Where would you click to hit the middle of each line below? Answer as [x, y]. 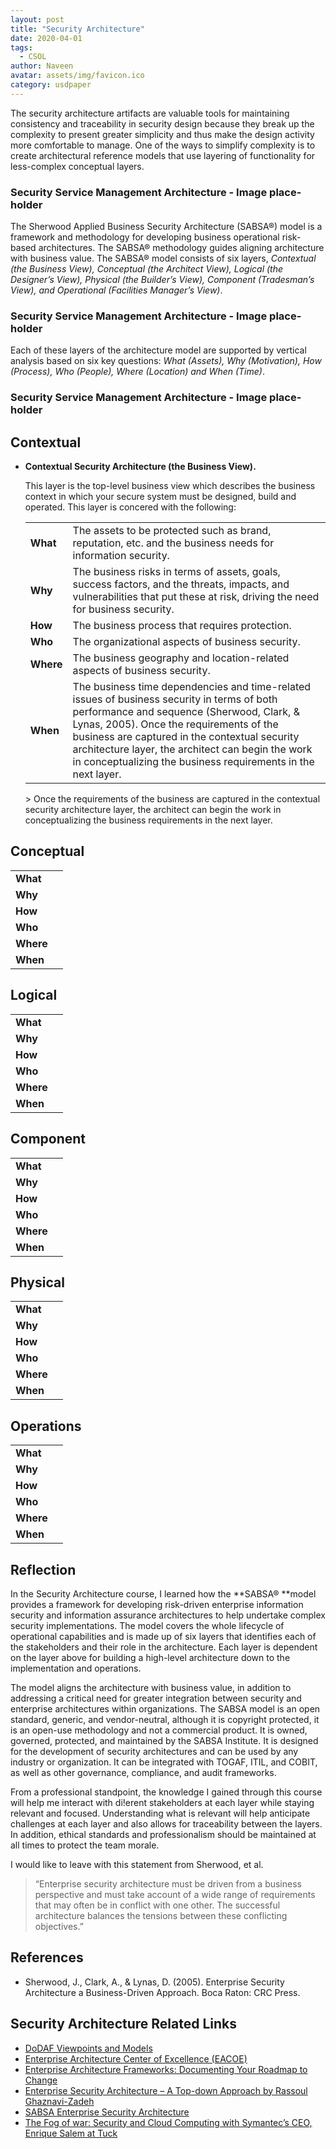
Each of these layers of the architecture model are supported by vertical [158, 350]
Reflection [43, 1569]
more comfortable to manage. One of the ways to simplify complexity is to [163, 145]
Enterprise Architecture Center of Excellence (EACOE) [136, 2058]
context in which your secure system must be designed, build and [160, 497]
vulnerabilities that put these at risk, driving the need [196, 597]
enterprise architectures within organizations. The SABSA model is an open [165, 1708]
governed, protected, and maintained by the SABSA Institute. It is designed [164, 1740]
